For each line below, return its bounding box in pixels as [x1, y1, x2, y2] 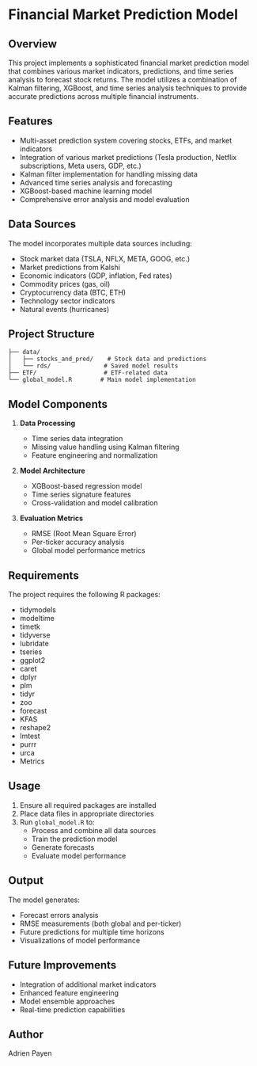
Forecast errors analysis [19, 910, 99, 919]
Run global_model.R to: [19, 817, 95, 827]
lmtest [19, 731, 41, 741]
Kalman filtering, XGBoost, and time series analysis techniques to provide [8, 83, 248, 93]
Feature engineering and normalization [31, 451, 158, 460]
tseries [19, 647, 43, 657]
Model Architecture [19, 466, 85, 476]
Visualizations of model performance [19, 935, 141, 945]
